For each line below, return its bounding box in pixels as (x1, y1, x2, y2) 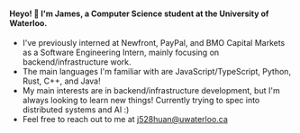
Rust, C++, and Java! (22, 75, 101, 86)
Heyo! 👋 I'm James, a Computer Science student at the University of (9, 8, 269, 19)
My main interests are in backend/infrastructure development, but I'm (22, 85, 281, 96)
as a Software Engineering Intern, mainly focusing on (22, 47, 220, 58)
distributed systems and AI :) (22, 104, 130, 115)
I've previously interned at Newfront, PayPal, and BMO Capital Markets (22, 38, 286, 49)
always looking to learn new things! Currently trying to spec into (22, 95, 260, 106)
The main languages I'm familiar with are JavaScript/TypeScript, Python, (22, 66, 291, 77)
